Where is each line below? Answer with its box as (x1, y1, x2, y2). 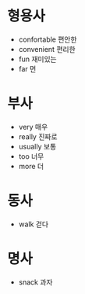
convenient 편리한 (18, 44, 76, 53)
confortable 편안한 (18, 35, 77, 44)
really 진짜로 (18, 131, 58, 141)
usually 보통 (18, 141, 57, 151)
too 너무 (18, 151, 44, 161)
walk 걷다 (18, 219, 48, 229)
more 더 (18, 161, 44, 171)
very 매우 (18, 122, 48, 131)
